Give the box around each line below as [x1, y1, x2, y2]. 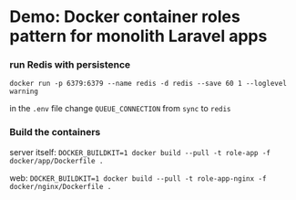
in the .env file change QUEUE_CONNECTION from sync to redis [9, 103, 231, 114]
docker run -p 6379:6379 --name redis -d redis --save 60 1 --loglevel [9, 79, 287, 89]
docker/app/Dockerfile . [9, 156, 104, 165]
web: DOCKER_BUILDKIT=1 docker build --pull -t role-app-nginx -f [9, 172, 267, 184]
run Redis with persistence [9, 58, 131, 71]
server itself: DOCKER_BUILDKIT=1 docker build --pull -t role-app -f [9, 146, 271, 157]
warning [9, 87, 39, 97]
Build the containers [9, 126, 101, 139]
